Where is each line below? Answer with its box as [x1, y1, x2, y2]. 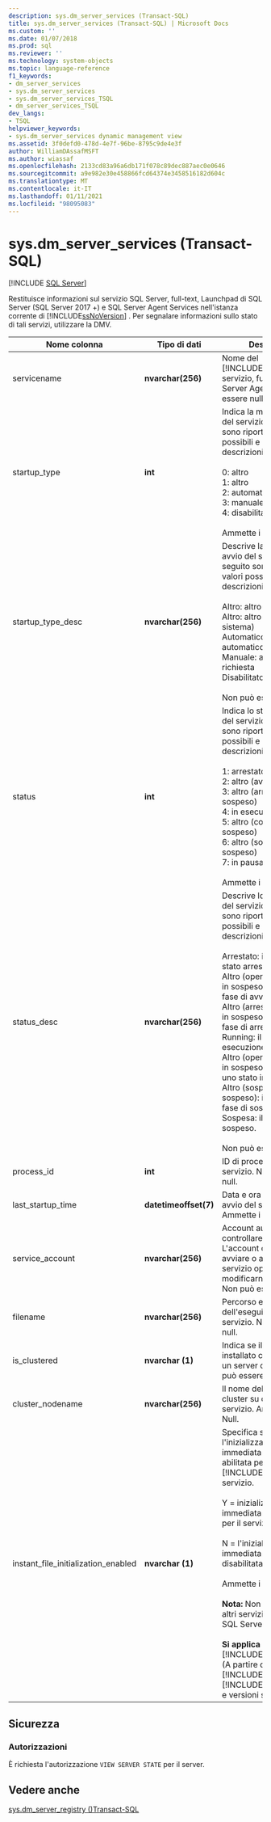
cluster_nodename [12, 1398, 83, 1410]
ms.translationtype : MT [8, 177, 89, 186]
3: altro [221, 786, 249, 797]
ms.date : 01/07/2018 [8, 34, 78, 43]
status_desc [12, 1016, 58, 1027]
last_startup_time [12, 1200, 77, 1211]
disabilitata [221, 1558, 264, 1569]
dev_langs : [8, 110, 45, 118]
